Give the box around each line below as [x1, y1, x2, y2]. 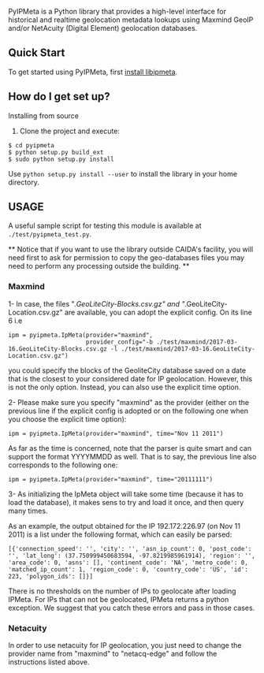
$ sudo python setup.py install [8, 155, 114, 163]
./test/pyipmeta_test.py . [8, 229, 92, 239]
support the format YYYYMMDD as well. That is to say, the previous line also [8, 452, 257, 461]
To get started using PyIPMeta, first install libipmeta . [8, 67, 178, 76]
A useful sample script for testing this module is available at [8, 221, 202, 231]
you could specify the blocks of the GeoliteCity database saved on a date [8, 366, 247, 375]
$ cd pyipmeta [8, 141, 55, 149]
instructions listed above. [8, 657, 90, 667]
